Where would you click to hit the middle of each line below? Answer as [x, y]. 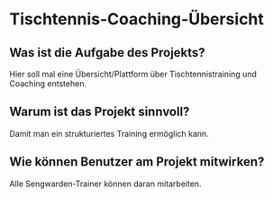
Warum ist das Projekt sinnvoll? [100, 112]
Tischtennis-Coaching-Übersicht [136, 19]
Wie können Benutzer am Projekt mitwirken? [137, 162]
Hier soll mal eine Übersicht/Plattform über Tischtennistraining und [133, 74]
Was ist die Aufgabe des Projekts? [107, 53]
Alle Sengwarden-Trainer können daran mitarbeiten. [105, 184]
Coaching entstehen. [48, 84]
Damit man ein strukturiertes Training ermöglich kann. [109, 133]
